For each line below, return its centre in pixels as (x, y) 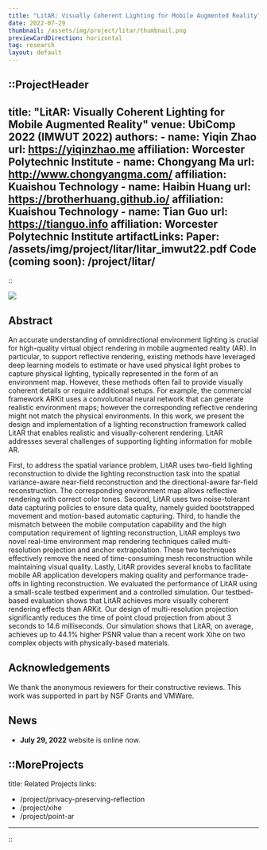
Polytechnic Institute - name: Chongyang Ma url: (132, 161)
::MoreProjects (46, 765)
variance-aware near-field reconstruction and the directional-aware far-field (133, 482)
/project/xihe (41, 808)
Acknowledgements (59, 668)
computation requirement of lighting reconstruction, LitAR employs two (124, 533)
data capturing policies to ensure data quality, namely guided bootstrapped (132, 507)
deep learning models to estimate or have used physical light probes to (124, 365)
